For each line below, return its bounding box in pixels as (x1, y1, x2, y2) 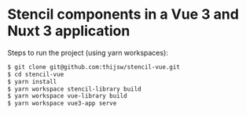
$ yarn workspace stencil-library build (7, 84, 142, 93)
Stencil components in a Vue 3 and (7, 5, 239, 23)
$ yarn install (7, 77, 57, 85)
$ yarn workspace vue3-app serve (7, 99, 117, 107)
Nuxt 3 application (7, 22, 130, 40)
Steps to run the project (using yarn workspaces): (7, 48, 168, 57)
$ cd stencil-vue (7, 70, 64, 78)
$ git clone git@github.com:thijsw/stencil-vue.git (7, 63, 180, 71)
